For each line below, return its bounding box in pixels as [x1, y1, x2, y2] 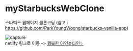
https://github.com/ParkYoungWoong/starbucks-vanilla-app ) [5, 25, 129, 31]
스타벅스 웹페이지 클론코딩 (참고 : [5, 19, 69, 25]
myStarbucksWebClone [5, 3, 105, 14]
